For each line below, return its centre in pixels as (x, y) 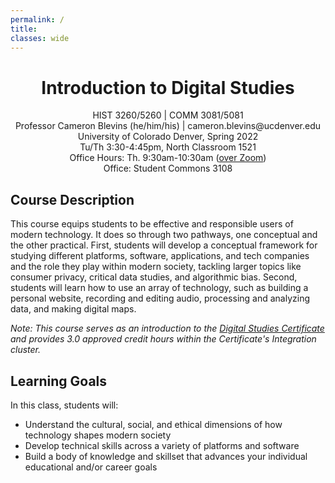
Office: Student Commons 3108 (168, 168)
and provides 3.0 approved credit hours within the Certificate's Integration (163, 339)
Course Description (72, 199)
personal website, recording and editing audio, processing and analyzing (160, 298)
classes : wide (40, 38)
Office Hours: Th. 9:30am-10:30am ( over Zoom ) (168, 158)
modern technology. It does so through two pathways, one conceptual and (164, 235)
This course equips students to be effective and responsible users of (152, 224)
